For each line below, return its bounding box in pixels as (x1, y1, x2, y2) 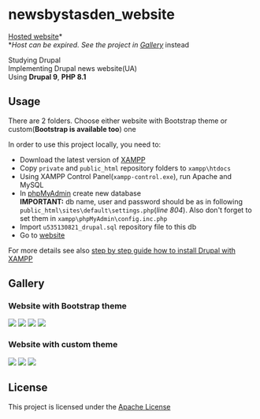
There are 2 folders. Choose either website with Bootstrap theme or (8, 116, 228, 125)
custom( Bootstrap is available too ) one (8, 124, 136, 133)
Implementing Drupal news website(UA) (8, 63, 138, 73)
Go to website (19, 230, 65, 240)
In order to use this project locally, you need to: (8, 140, 162, 149)
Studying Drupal (8, 55, 61, 65)
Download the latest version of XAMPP (19, 155, 146, 164)
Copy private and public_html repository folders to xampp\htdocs (19, 163, 231, 173)
